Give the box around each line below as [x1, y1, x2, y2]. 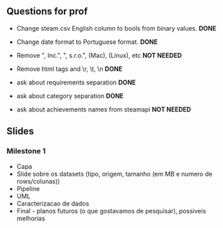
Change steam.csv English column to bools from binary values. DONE [16, 24, 217, 32]
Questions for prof [6, 6, 88, 17]
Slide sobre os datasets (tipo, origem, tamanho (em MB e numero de [16, 169, 213, 178]
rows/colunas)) [16, 177, 60, 185]
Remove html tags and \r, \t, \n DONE [16, 64, 123, 73]
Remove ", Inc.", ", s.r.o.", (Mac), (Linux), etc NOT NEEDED [16, 51, 182, 59]
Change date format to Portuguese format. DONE [16, 38, 158, 46]
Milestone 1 [6, 146, 46, 156]
